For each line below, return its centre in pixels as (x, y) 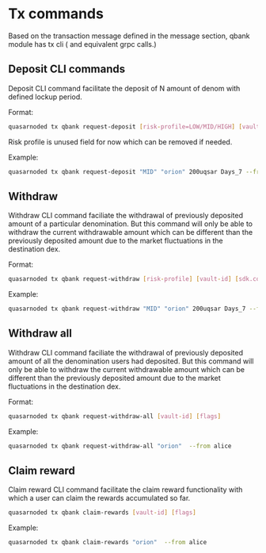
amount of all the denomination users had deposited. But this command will (131, 361)
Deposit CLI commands (67, 69)
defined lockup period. (46, 97)
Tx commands (56, 14)
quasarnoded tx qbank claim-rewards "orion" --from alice (108, 543)
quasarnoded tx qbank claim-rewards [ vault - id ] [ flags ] (102, 513)
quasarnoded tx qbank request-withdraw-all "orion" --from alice (120, 446)
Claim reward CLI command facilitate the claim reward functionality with (125, 490)
